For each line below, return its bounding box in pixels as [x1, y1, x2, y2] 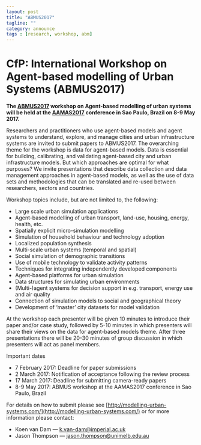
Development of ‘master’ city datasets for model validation [14, 304, 160, 311]
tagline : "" [6, 20, 36, 26]
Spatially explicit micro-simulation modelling [14, 227, 124, 235]
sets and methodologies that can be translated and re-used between [6, 178, 176, 185]
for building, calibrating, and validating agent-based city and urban [6, 153, 172, 160]
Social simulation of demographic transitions [14, 253, 125, 260]
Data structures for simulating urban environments [14, 278, 140, 286]
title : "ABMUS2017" [6, 14, 55, 20]
